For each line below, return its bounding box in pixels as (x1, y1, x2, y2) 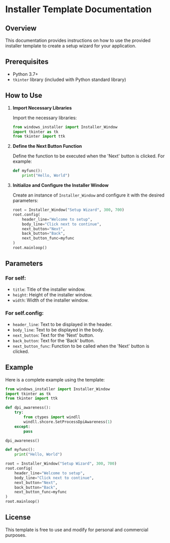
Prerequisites (5, 58, 49, 66)
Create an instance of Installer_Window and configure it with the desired (12, 192, 165, 198)
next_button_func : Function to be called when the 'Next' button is (12, 343, 150, 349)
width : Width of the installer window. (12, 297, 89, 303)
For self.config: (5, 310, 44, 317)
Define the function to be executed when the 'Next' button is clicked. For (12, 153, 165, 159)
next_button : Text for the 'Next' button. (12, 332, 94, 338)
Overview (5, 24, 37, 33)
